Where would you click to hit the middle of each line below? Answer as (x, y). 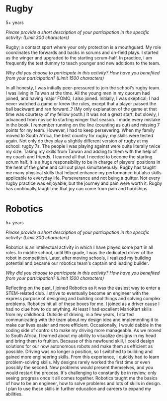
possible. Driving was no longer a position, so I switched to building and (79, 351)
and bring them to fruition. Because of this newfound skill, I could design (80, 341)
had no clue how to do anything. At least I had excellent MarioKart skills (79, 309)
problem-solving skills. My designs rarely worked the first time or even (78, 362)
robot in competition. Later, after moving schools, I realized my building (78, 258)
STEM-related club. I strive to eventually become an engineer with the (77, 293)
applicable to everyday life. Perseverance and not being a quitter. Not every (83, 178)
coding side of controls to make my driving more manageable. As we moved (84, 330)
